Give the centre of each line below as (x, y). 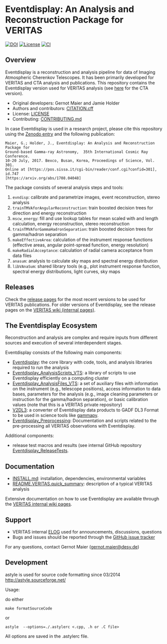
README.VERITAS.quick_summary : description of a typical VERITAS (82, 484)
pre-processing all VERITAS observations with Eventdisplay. (74, 426)
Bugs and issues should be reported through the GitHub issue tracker (84, 537)
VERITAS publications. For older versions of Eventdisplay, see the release (80, 304)
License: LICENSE (31, 113)
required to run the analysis (40, 367)
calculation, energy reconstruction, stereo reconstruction (71, 223)
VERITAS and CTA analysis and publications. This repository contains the (80, 82)
